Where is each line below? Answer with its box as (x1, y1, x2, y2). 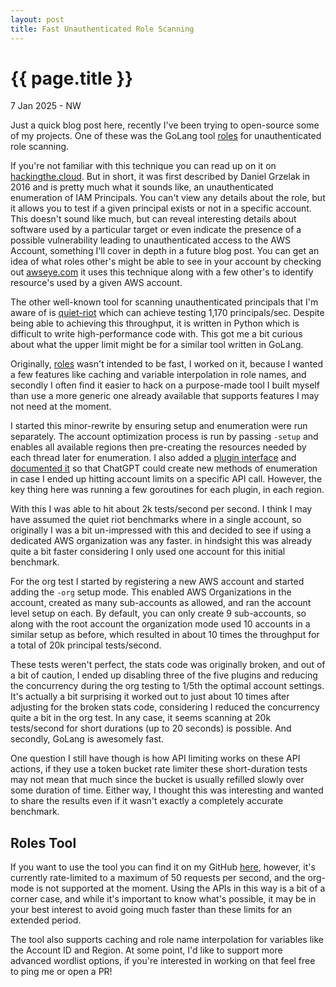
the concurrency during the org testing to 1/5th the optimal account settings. (10, 680, 325, 692)
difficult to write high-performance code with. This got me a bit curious (10, 328, 303, 340)
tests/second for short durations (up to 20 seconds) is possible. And (10, 722, 292, 735)
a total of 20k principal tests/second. (10, 639, 162, 651)
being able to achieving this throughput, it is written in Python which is (10, 317, 300, 330)
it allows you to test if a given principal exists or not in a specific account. (10, 202, 312, 215)
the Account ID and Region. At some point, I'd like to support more (10, 944, 283, 956)
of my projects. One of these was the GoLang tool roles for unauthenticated (10, 130, 322, 142)
